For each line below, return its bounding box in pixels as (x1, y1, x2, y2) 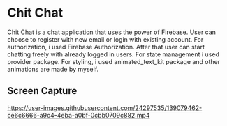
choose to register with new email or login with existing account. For (7, 35, 204, 43)
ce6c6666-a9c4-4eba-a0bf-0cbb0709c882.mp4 (7, 111, 150, 119)
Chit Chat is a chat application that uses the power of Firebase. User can (7, 28, 217, 36)
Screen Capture (7, 85, 78, 97)
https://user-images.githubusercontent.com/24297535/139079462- (7, 103, 203, 112)
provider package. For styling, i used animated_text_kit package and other (7, 57, 221, 65)
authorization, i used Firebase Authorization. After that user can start (7, 42, 205, 51)
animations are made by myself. (7, 65, 99, 73)
